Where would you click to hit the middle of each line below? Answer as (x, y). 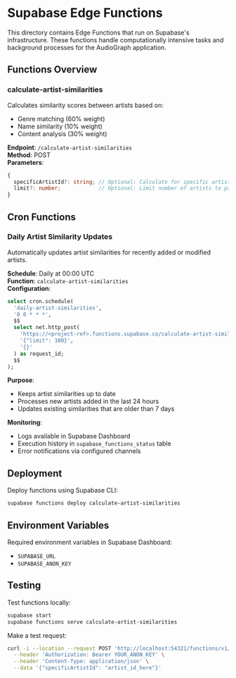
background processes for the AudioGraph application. (87, 47)
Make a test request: (37, 635)
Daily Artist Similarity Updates (60, 237)
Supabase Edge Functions (85, 13)
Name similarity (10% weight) (60, 126)
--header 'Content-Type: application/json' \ (81, 661)
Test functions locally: (39, 602)
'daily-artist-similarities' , (58, 308)
